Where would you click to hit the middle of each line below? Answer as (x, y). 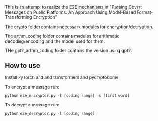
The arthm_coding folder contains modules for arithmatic (62, 36)
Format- (145, 12)
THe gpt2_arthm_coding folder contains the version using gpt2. (69, 51)
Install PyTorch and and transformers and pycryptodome (62, 77)
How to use (22, 66)
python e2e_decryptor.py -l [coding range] (50, 113)
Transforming (19, 17)
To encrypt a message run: (32, 87)
